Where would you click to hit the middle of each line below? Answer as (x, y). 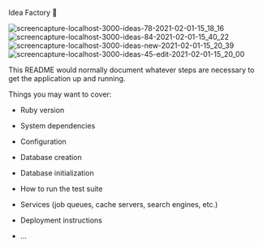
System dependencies (58, 126)
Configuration (43, 141)
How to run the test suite (61, 188)
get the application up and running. (67, 78)
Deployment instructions (61, 220)
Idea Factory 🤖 (33, 13)
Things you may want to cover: (60, 94)
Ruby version (42, 110)
